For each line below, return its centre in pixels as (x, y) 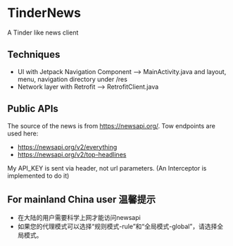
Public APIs (33, 109)
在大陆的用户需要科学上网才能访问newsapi (79, 218)
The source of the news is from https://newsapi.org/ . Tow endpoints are (112, 125)
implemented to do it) (38, 176)
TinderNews (44, 13)
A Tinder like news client (43, 32)
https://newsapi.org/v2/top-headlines (72, 154)
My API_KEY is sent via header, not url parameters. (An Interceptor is (107, 168)
